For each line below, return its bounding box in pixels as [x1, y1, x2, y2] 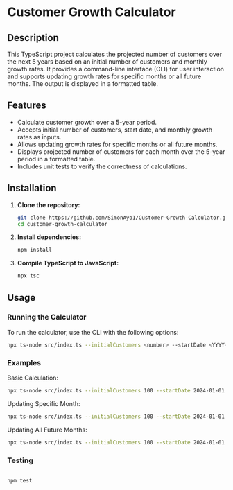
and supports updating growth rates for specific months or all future [7, 72, 202, 80]
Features [7, 100, 46, 112]
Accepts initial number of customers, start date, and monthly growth [17, 125, 213, 134]
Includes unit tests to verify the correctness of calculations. [17, 162, 187, 170]
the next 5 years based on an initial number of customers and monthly [7, 58, 208, 66]
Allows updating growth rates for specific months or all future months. [17, 140, 218, 148]
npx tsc [17, 272, 40, 279]
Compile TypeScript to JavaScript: [17, 259, 119, 268]
